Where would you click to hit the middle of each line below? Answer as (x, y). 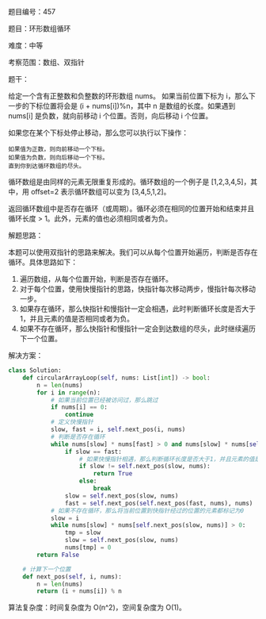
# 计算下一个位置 (47, 569)
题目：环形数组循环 (40, 29)
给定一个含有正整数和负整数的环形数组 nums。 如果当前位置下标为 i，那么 (129, 96)
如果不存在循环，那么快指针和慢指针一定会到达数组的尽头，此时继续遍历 (137, 329)
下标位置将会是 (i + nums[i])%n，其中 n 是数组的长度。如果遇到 (132, 106)
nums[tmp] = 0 (88, 548)
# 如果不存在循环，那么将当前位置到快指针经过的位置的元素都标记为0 (147, 510)
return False (58, 555)
